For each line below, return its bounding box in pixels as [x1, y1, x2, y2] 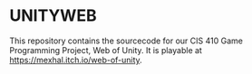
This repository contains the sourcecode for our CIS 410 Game [9, 35, 243, 46]
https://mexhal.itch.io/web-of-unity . [9, 54, 142, 65]
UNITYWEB [9, 5, 97, 26]
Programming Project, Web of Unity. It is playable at [9, 44, 202, 55]
